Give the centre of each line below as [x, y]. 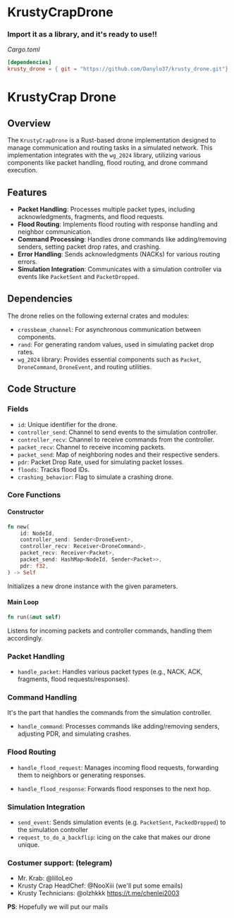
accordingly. [25, 638]
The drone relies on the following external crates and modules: [98, 316]
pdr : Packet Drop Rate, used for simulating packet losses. [101, 461]
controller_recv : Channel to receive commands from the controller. [116, 439]
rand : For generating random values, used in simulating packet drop [116, 344]
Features [27, 192]
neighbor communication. [55, 232]
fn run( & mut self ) [34, 617]
